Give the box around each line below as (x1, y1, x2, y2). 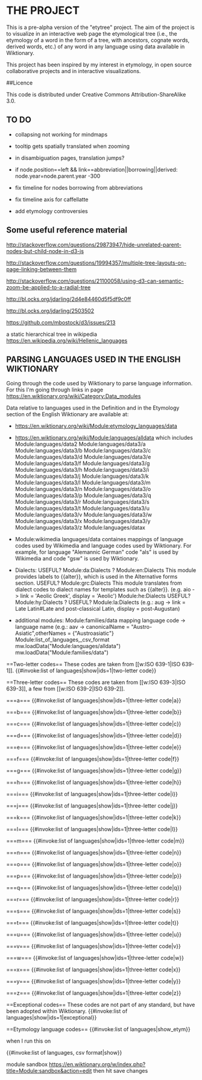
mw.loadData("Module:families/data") (14, 649, 109, 656)
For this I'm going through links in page (6, 386, 104, 393)
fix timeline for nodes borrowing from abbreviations (14, 184, 143, 191)
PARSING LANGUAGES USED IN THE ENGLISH (6, 354, 181, 364)
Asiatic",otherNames (14, 629, 66, 637)
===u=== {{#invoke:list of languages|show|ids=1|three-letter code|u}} (6, 931, 182, 938)
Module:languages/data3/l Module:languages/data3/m (14, 479, 151, 486)
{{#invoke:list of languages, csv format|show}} (6, 1049, 122, 1056)
